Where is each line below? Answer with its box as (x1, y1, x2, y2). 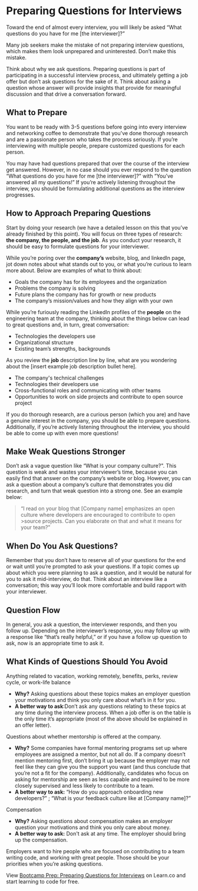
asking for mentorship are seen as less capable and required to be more (14, 775, 190, 783)
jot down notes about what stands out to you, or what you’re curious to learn (6, 260, 192, 267)
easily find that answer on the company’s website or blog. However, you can (6, 475, 192, 482)
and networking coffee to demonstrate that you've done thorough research (6, 129, 189, 136)
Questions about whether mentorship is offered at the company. (6, 733, 161, 740)
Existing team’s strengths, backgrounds (14, 345, 111, 352)
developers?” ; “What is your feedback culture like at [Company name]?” (14, 794, 192, 801)
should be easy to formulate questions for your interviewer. (6, 243, 150, 250)
